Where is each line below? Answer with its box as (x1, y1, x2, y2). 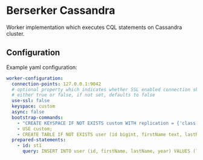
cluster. (6, 30, 25, 37)
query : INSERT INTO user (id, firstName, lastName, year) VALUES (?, (22, 149, 201, 155)
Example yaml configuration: (6, 63, 77, 71)
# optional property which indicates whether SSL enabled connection (11, 86, 190, 92)
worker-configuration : (6, 75, 63, 82)
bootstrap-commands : (11, 114, 63, 121)
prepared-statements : (11, 137, 66, 143)
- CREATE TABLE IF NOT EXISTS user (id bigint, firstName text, (17, 131, 182, 138)
